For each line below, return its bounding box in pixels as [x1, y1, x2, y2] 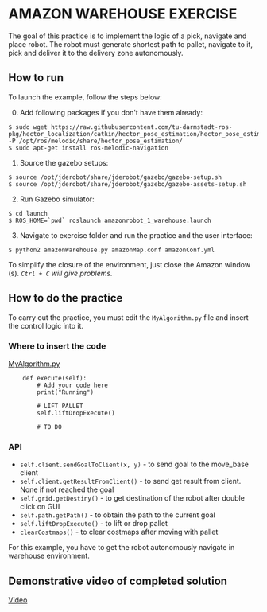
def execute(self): [22, 374, 87, 382]
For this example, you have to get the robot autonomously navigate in [8, 543, 235, 552]
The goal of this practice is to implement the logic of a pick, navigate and [8, 31, 247, 41]
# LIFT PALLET [37, 402, 83, 410]
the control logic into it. [8, 321, 84, 330]
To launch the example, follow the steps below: [8, 92, 163, 102]
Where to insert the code [8, 341, 106, 352]
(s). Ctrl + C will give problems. [8, 268, 113, 278]
